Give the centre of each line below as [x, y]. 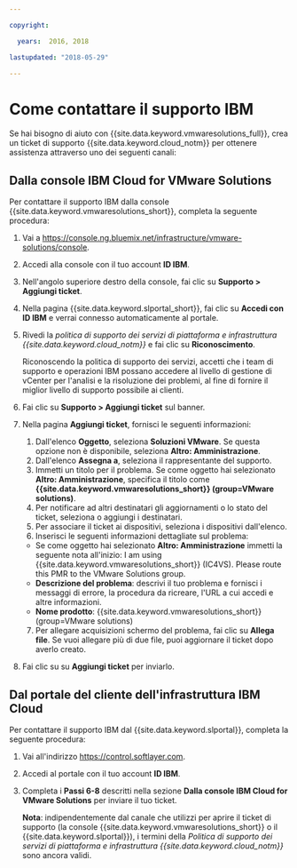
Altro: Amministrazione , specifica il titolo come [122, 480]
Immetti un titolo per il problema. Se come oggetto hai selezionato [156, 470]
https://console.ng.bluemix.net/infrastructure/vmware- [142, 238]
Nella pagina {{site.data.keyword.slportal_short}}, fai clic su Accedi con [152, 308]
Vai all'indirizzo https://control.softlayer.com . [104, 756]
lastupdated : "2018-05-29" [59, 57]
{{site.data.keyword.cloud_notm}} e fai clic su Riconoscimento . [138, 345]
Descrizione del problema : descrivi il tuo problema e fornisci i [149, 584]
